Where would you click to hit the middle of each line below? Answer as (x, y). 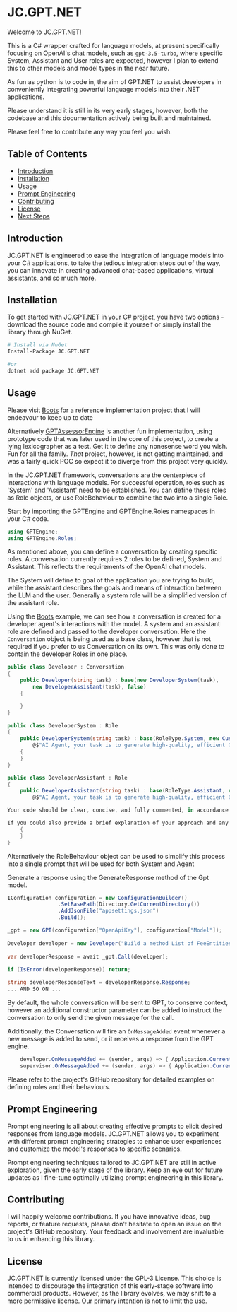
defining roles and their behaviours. (59, 1086)
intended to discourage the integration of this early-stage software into (110, 1286)
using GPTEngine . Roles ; (42, 538)
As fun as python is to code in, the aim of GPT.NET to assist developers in (115, 81)
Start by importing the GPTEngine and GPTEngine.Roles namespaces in (111, 511)
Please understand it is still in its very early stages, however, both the (108, 110)
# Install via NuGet (38, 345)
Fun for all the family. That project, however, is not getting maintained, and (115, 454)
